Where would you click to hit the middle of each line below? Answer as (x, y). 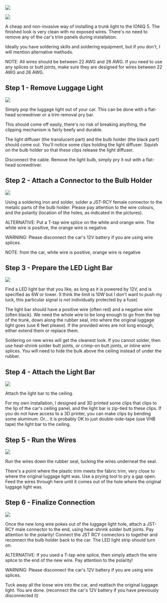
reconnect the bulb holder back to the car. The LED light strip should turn (80, 540)
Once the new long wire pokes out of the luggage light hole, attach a (76, 524)
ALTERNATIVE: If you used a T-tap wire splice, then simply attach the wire (81, 555)
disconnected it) (22, 595)
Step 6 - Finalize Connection (50, 502)
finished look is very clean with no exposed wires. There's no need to (77, 32)
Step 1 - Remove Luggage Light (54, 88)
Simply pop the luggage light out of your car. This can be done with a (76, 109)
